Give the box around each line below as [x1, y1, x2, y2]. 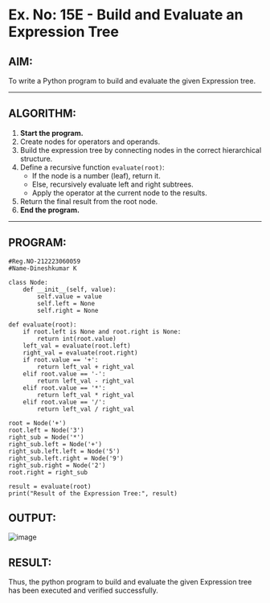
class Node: [8, 278, 48, 286]
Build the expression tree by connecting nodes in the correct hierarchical [19, 145, 262, 154]
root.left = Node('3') [8, 426, 84, 434]
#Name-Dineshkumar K [8, 264, 78, 273]
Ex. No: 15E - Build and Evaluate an [8, 6, 243, 24]
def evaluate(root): [8, 320, 78, 329]
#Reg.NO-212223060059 [8, 257, 81, 265]
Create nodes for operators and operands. [19, 137, 161, 146]
